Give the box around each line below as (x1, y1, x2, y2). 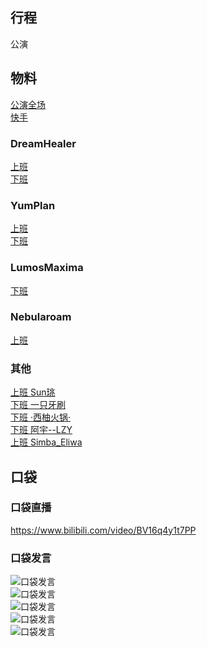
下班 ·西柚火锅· (10, 411, 72, 423)
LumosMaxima (10, 261, 84, 275)
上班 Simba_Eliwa (10, 436, 83, 448)
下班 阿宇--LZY (10, 424, 73, 436)
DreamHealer (10, 136, 77, 150)
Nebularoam (10, 310, 72, 324)
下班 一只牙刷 (10, 399, 66, 411)
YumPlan (10, 198, 56, 212)
